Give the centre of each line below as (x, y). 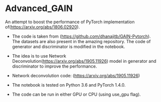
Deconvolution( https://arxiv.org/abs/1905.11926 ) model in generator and (84, 61)
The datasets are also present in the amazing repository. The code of (81, 41)
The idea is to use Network (39, 56)
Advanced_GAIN (39, 8)
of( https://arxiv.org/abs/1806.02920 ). (43, 27)
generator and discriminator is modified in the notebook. (69, 46)
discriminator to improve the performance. (54, 66)
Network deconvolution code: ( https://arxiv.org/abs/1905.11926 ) (76, 75)
